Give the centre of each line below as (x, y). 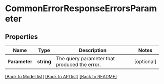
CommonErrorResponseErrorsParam (81, 8)
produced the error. (78, 65)
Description (93, 50)
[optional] (145, 61)
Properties (21, 37)
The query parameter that (85, 59)
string (44, 61)
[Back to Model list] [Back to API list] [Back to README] (61, 76)
